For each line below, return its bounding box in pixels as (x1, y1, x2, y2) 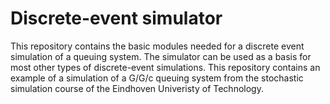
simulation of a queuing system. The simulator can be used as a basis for (10, 50, 312, 62)
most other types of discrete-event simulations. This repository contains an (10, 61, 321, 73)
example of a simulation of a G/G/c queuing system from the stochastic (10, 72, 304, 84)
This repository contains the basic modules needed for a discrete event (10, 40, 305, 52)
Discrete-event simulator (10, 7, 223, 30)
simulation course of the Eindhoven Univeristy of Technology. (10, 82, 264, 94)
